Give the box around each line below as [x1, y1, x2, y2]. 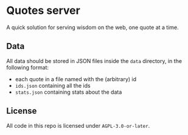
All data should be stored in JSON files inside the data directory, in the [6, 57, 183, 64]
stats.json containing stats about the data [15, 88, 122, 96]
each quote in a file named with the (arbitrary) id [15, 75, 137, 82]
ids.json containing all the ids [15, 82, 91, 89]
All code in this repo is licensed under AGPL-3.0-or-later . [6, 122, 150, 129]
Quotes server [6, 4, 80, 18]
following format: [6, 64, 49, 71]
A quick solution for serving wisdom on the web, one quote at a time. [6, 24, 179, 31]
